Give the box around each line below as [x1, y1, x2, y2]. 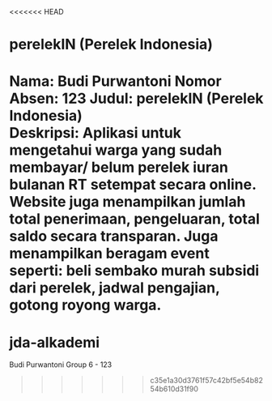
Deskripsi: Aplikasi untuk [9, 124, 181, 143]
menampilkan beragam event [9, 245, 210, 262]
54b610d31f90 [150, 384, 199, 394]
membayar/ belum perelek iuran [9, 158, 229, 177]
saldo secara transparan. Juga [9, 227, 219, 245]
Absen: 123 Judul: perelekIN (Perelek [9, 89, 264, 108]
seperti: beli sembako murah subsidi [9, 262, 260, 280]
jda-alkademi [9, 333, 100, 352]
